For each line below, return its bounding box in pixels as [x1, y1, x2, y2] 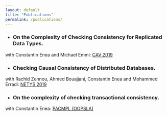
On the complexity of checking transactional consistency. [12, 94, 160, 101]
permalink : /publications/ [5, 17, 63, 22]
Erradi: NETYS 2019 [5, 81, 47, 87]
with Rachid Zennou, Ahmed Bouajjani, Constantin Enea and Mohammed [5, 76, 158, 82]
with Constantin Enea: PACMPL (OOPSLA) [5, 105, 93, 112]
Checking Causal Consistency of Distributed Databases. [12, 64, 156, 71]
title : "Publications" [5, 12, 54, 17]
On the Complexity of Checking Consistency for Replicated [12, 34, 162, 41]
